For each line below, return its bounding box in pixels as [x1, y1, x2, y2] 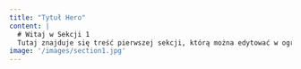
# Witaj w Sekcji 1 [17, 30, 90, 39]
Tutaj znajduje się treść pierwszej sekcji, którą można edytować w [17, 38, 279, 47]
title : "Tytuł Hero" [9, 13, 87, 22]
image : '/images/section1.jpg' [9, 47, 126, 56]
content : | [9, 22, 50, 30]
